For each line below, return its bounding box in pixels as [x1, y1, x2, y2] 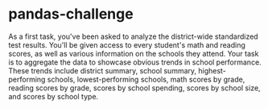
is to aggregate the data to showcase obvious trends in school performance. [8, 57, 262, 67]
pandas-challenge [8, 5, 134, 23]
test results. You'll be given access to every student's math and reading [8, 40, 245, 49]
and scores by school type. [8, 91, 99, 101]
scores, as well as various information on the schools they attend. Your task [8, 48, 259, 58]
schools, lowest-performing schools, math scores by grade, [47, 74, 245, 84]
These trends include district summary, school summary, [8, 65, 197, 75]
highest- [198, 65, 227, 75]
